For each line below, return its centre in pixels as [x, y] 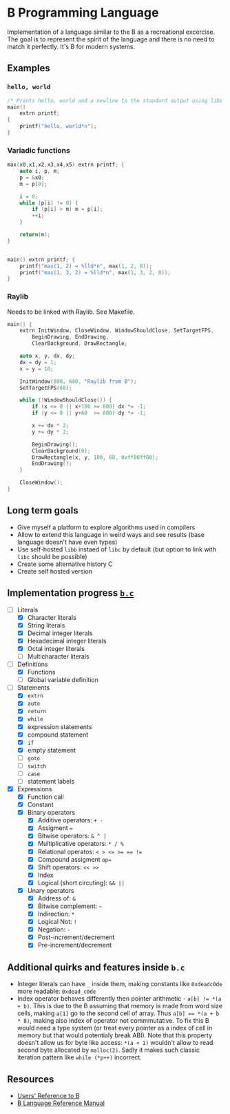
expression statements [60, 726]
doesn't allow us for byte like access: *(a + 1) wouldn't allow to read [115, 1043]
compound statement [58, 735]
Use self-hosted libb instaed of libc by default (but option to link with [117, 549]
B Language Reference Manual [61, 1103]
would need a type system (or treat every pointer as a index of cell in [115, 1028]
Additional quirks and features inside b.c [96, 967]
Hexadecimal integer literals [67, 641]
